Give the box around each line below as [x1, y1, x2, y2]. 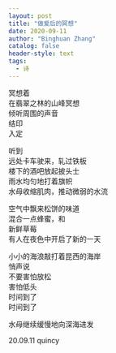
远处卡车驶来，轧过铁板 [8, 156, 87, 166]
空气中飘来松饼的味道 [8, 204, 79, 213]
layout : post [8, 11, 53, 20]
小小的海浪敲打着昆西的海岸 [8, 251, 101, 260]
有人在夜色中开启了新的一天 [8, 234, 101, 243]
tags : [8, 58, 27, 66]
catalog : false [8, 42, 60, 50]
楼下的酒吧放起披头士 [8, 166, 79, 175]
